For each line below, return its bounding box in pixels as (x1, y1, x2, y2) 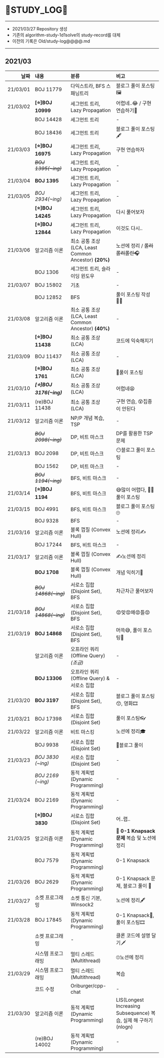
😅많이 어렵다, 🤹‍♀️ (116, 486, 154, 493)
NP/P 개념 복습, (70, 414, 104, 421)
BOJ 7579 (35, 857, 59, 864)
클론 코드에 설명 (116, 932, 150, 939)
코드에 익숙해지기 (116, 337, 154, 344)
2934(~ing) (35, 196, 62, 203)
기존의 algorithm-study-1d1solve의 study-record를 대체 (12, 32, 121, 38)
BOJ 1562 (35, 463, 59, 469)
